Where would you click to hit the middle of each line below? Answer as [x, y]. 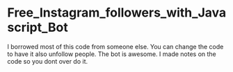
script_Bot [38, 27]
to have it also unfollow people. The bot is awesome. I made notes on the [112, 54]
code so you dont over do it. [48, 61]
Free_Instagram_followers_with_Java [117, 13]
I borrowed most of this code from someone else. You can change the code [115, 46]
